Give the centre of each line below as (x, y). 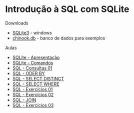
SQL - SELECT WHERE (36, 84)
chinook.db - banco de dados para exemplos (59, 38)
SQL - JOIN (24, 100)
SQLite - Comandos (33, 62)
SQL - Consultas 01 (32, 68)
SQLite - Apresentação (36, 57)
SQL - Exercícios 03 (33, 105)
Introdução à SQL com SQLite (67, 9)
